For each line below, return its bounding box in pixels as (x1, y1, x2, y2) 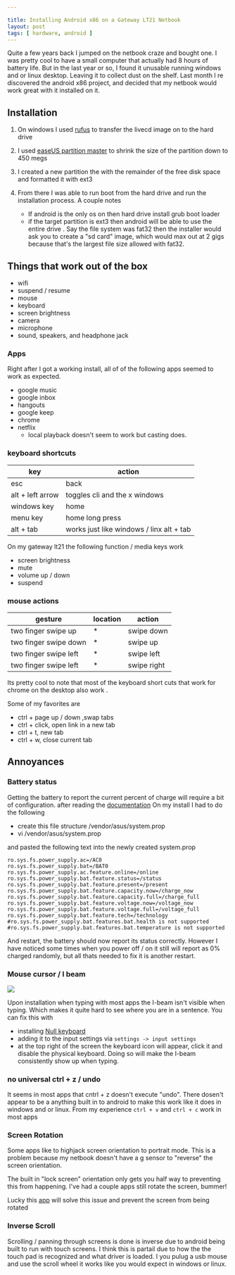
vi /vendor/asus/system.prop (17, 829, 101, 838)
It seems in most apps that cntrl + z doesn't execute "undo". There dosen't (7, 1091, 224, 1099)
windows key (11, 501, 54, 511)
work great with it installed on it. (7, 86, 101, 95)
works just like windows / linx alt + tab (65, 524, 191, 534)
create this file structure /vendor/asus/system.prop (17, 822, 165, 830)
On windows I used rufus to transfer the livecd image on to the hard (17, 125, 214, 134)
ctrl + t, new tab (17, 728, 64, 736)
